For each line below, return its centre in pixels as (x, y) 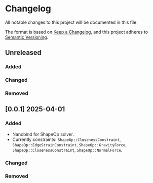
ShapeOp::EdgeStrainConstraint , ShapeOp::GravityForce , (69, 144)
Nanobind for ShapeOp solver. (43, 134)
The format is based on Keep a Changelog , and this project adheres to (76, 32)
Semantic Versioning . (27, 37)
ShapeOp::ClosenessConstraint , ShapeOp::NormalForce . (67, 150)
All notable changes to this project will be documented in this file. (72, 22)
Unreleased (23, 53)
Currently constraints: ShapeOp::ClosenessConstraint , (66, 139)
